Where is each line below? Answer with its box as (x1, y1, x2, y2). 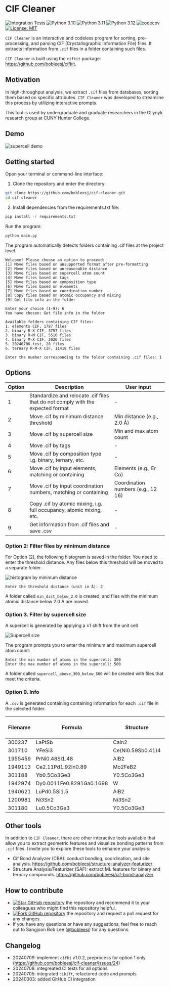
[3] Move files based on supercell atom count (5, 271, 105, 276)
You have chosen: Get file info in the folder (5, 310, 105, 316)
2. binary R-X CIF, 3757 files (5, 328, 71, 333)
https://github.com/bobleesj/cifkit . (5, 61, 77, 67)
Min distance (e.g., (114, 413, 158, 420)
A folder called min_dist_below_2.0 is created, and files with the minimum (5, 593, 158, 599)
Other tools (5, 821, 41, 830)
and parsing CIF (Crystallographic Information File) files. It (31, 40, 152, 46)
